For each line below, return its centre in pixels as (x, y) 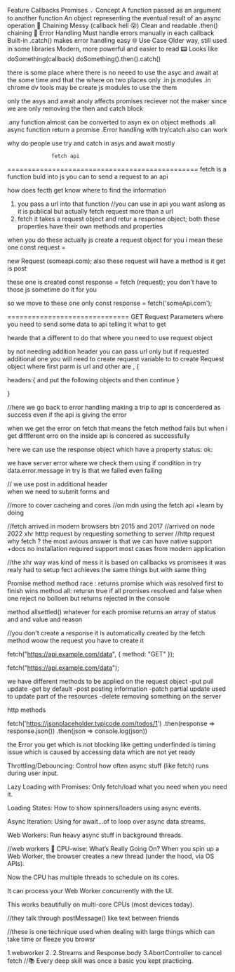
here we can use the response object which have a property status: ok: (110, 449)
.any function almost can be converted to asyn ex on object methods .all (112, 122)
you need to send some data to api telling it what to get (87, 324)
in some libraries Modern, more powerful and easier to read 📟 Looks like (113, 49)
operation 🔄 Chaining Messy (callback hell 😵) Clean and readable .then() (113, 25)
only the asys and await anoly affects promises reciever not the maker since (117, 101)
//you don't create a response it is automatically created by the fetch (106, 633)
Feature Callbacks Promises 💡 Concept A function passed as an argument (114, 10)
